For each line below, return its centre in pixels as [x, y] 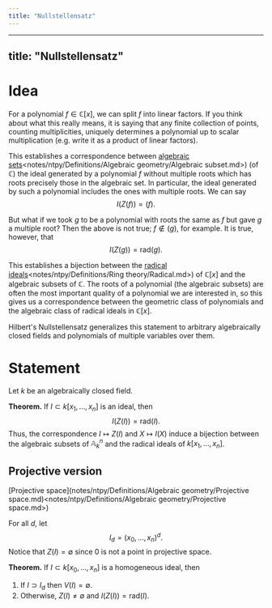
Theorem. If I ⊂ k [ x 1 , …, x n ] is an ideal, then [81, 407]
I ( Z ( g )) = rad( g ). [136, 249]
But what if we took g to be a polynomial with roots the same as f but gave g [135, 219]
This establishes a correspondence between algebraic [99, 155]
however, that [31, 236]
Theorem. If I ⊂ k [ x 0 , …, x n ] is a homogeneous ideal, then [104, 569]
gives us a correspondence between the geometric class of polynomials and [136, 301]
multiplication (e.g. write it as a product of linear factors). [103, 140]
